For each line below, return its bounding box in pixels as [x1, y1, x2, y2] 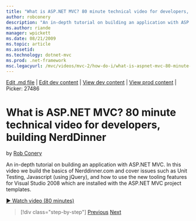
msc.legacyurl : [6, 63, 43, 69]
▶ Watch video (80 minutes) [6, 197, 75, 205]
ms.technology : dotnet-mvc [6, 52, 72, 58]
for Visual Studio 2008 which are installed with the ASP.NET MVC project [6, 179, 182, 187]
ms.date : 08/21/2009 [6, 36, 57, 42]
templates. [6, 186, 32, 193]
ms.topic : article [6, 42, 51, 47]
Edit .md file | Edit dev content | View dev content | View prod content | [6, 79, 177, 86]
